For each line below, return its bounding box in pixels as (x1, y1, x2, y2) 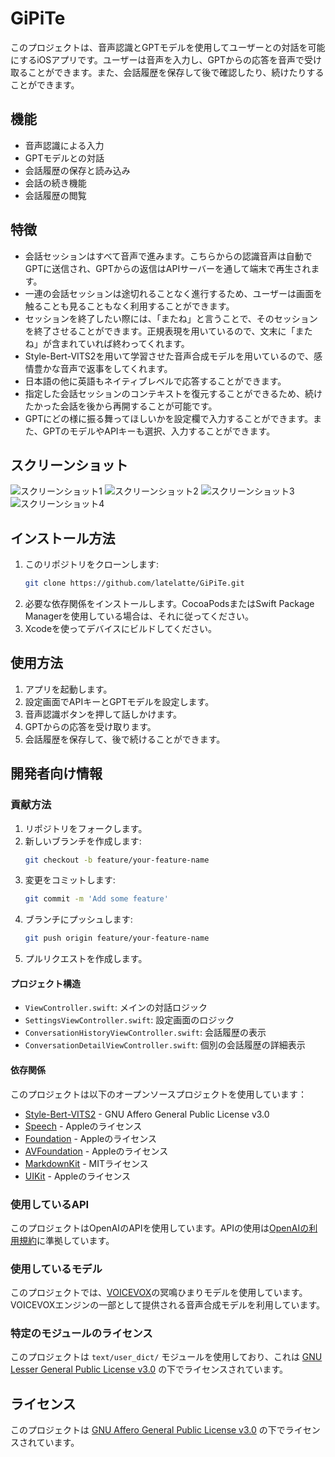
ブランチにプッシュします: (24, 913, 133, 926)
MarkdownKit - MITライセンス (24, 1157, 149, 1169)
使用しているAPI (10, 1197, 90, 1211)
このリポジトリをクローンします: (24, 558, 160, 571)
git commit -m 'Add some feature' (24, 894, 169, 904)
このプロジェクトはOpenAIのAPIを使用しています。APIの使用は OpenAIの (10, 1222, 310, 1234)
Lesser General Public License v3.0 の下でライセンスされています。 (10, 1363, 289, 1376)
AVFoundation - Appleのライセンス (24, 1145, 169, 1157)
